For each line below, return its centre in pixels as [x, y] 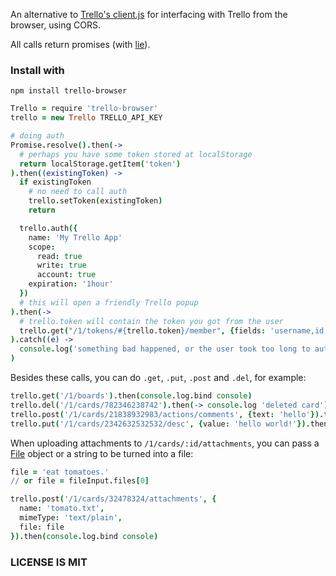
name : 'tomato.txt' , [62, 509]
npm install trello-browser [69, 91]
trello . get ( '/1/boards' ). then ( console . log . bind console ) [131, 396]
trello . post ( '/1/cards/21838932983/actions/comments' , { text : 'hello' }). [167, 414]
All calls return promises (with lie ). [80, 44]
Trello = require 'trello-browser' [84, 109]
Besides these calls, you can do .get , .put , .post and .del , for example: [158, 378]
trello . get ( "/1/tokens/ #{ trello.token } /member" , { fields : [143, 330]
